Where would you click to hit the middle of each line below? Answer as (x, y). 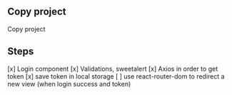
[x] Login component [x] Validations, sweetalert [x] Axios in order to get (113, 69)
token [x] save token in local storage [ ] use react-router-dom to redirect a (116, 76)
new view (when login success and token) (69, 84)
